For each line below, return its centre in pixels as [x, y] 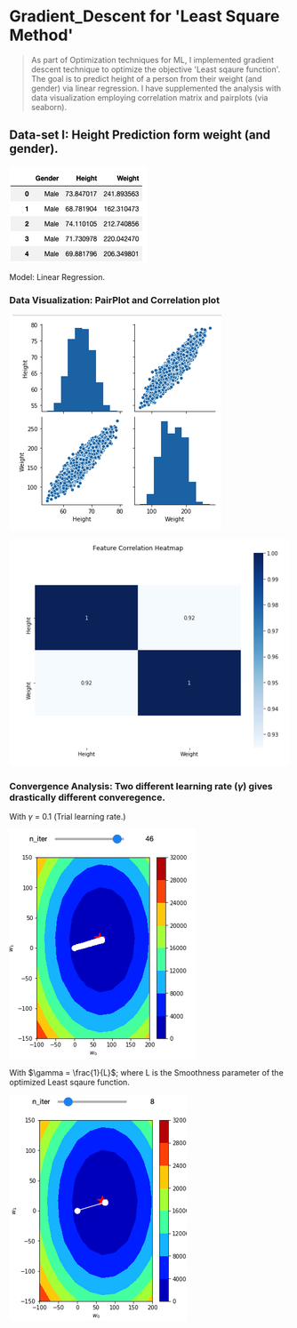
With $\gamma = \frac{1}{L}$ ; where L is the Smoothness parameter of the [147, 1073]
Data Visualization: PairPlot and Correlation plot [115, 300]
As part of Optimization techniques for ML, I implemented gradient [152, 60]
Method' [41, 35]
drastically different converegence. [88, 797]
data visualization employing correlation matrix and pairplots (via [149, 97]
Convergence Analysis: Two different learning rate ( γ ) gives [141, 787]
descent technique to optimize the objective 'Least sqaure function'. [156, 69]
